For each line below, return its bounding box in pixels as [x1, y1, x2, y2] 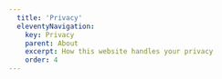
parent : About [25, 38, 79, 48]
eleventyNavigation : [16, 22, 95, 31]
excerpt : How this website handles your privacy [25, 47, 214, 56]
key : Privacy [25, 30, 75, 39]
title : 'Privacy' [16, 13, 83, 23]
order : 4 [25, 55, 58, 64]
